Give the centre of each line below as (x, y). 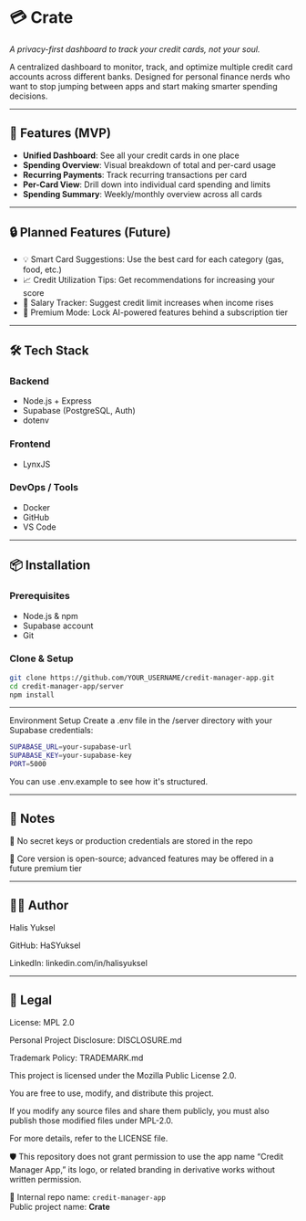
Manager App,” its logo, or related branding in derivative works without (143, 1169)
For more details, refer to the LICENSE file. (89, 1138)
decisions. (29, 96)
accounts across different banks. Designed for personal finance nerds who (150, 76)
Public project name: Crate (60, 1206)
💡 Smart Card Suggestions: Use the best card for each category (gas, (153, 259)
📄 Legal (31, 1000)
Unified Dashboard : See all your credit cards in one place (131, 155)
